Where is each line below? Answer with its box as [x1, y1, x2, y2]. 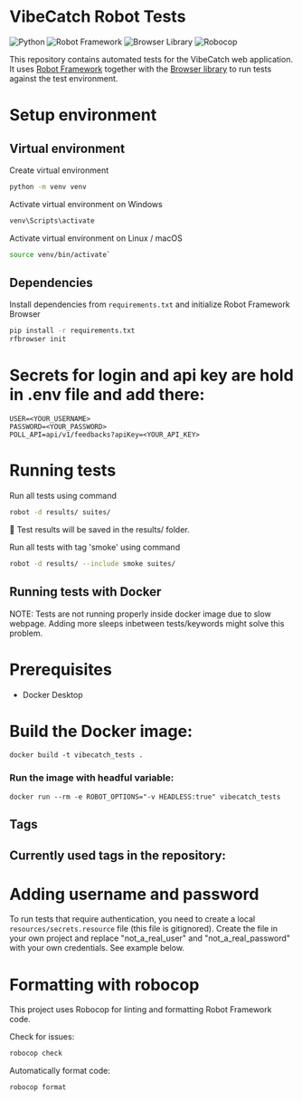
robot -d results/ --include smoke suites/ [9, 559, 176, 568]
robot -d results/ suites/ [9, 508, 111, 517]
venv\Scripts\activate [9, 215, 95, 225]
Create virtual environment [9, 165, 109, 176]
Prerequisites [9, 659, 113, 680]
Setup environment [9, 105, 157, 126]
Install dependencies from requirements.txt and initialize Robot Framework [9, 299, 291, 310]
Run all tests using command [9, 491, 118, 501]
